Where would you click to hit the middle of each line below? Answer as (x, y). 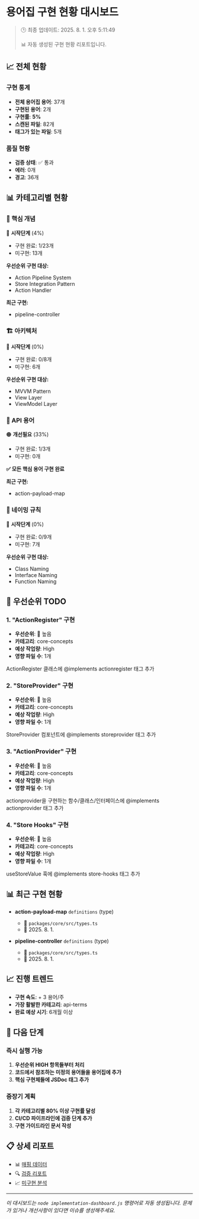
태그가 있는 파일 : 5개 (38, 131)
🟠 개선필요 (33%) (28, 434)
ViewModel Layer (36, 404)
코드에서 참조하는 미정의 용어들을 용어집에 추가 (68, 1072)
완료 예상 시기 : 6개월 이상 (44, 1012)
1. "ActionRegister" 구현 (41, 620)
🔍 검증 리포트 (31, 1173)
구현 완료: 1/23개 (34, 245)
